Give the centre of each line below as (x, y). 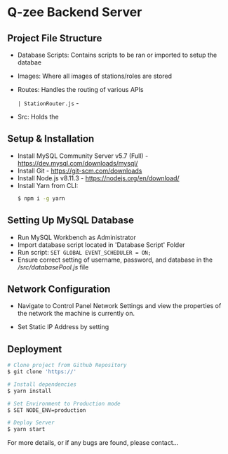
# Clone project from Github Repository (67, 366)
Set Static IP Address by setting (63, 327)
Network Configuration (59, 289)
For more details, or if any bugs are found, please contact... (93, 443)
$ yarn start (26, 429)
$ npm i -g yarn (41, 198)
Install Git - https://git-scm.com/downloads (80, 171)
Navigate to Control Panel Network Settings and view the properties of (119, 306)
